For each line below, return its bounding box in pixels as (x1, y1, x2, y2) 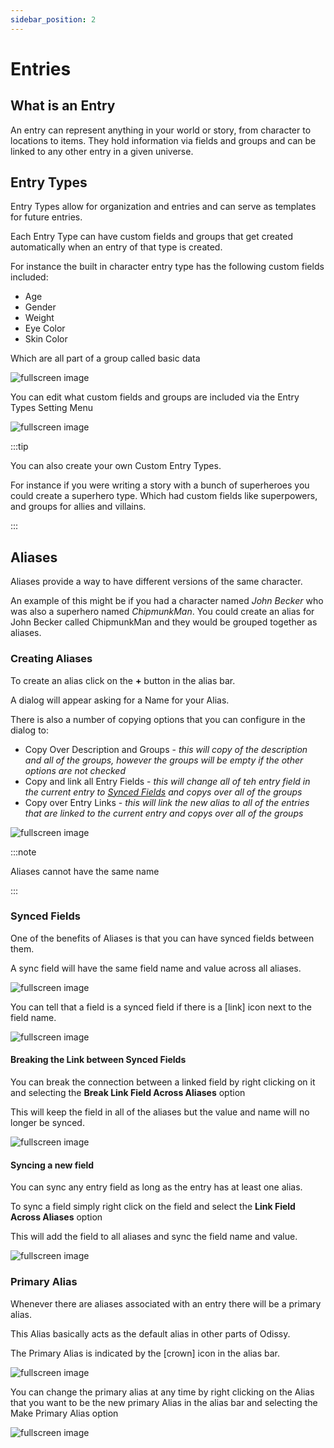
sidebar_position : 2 (10, 14, 97, 25)
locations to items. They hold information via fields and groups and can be (10, 134, 317, 146)
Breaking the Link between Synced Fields (10, 1054, 187, 1066)
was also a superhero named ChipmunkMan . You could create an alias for (10, 606, 315, 618)
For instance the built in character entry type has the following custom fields (10, 261, 325, 273)
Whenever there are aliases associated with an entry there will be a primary (10, 1297, 322, 1310)
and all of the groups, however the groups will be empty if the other (24, 754, 304, 766)
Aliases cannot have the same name (10, 865, 160, 877)
